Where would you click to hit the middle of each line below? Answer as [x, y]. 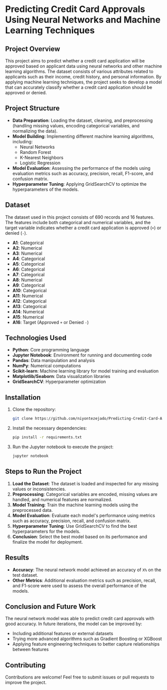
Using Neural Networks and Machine [83, 20]
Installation [23, 397]
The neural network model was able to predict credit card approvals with [80, 619]
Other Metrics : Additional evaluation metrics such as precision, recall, [84, 580]
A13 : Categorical [29, 306]
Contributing [25, 665]
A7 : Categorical [28, 274]
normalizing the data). [35, 131]
